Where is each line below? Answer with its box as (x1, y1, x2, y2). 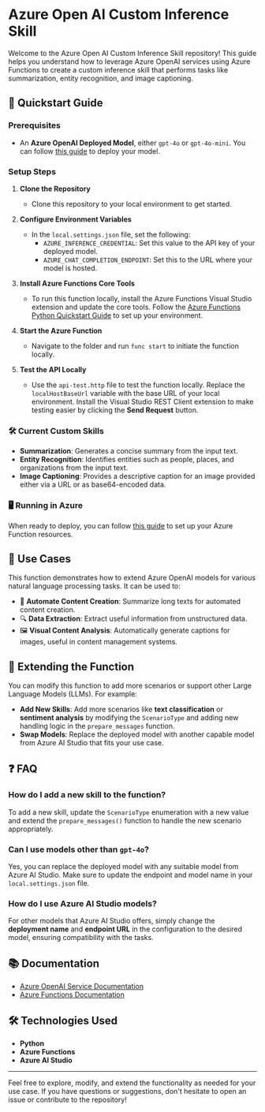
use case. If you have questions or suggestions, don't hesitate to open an (8, 1087, 247, 1096)
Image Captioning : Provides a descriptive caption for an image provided (19, 472, 256, 481)
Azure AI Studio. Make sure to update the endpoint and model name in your (8, 870, 253, 880)
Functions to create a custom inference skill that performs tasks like (8, 65, 229, 74)
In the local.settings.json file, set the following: (31, 229, 191, 239)
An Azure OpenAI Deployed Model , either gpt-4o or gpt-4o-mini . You (19, 138, 246, 147)
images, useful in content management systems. (19, 637, 177, 647)
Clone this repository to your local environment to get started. (31, 199, 233, 208)
